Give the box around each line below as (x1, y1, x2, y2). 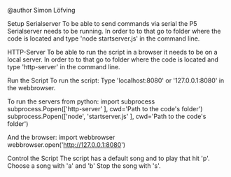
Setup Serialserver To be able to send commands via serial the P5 (7, 20, 197, 27)
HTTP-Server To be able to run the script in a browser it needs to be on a (7, 48, 218, 56)
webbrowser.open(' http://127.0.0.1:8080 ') (7, 141, 126, 149)
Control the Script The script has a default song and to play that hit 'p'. (7, 154, 210, 162)
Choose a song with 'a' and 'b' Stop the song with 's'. (7, 162, 161, 170)
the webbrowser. (7, 84, 56, 92)
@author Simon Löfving (7, 6, 76, 14)
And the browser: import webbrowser (7, 133, 115, 141)
